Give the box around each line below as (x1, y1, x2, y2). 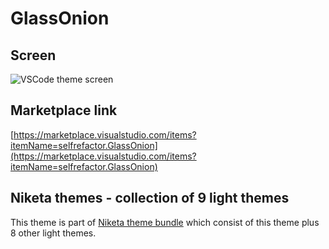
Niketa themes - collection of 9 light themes (10, 190, 290, 207)
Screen (10, 47, 57, 64)
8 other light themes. (10, 227, 97, 239)
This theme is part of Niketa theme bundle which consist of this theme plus (10, 216, 320, 228)
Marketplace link (10, 102, 118, 119)
